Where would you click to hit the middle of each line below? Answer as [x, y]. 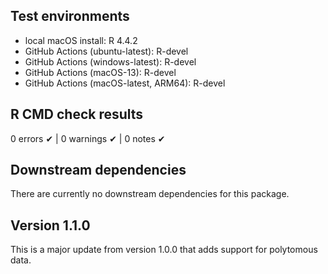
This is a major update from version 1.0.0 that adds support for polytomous [164, 250]
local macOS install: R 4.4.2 [81, 40]
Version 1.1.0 [50, 225]
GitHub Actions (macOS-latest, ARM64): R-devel [125, 83]
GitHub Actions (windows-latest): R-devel [110, 61]
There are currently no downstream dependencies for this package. [150, 194]
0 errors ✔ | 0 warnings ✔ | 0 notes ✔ [88, 138]
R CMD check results [77, 114]
